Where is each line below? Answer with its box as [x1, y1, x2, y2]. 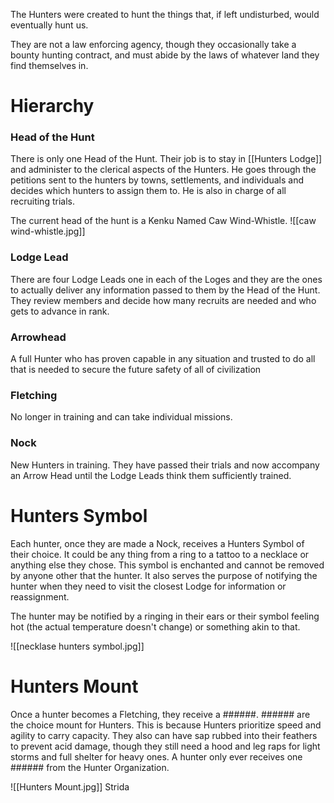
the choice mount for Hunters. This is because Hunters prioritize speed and [10, 719, 322, 731]
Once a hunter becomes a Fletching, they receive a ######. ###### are [10, 708, 311, 720]
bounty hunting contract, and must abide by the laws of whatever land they [10, 49, 320, 61]
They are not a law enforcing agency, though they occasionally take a [10, 39, 297, 50]
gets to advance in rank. [10, 305, 110, 317]
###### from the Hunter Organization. [10, 761, 170, 773]
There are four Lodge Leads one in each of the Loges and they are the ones [10, 273, 323, 285]
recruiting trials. [10, 195, 75, 208]
